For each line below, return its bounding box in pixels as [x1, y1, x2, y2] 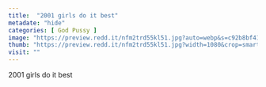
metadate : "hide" [8, 19, 66, 27]
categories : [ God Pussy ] [8, 26, 97, 34]
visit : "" [8, 48, 41, 56]
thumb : [8, 41, 30, 49]
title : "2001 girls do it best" [8, 11, 119, 20]
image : [8, 33, 30, 42]
